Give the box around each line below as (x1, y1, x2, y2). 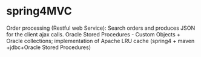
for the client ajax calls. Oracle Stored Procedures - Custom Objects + (6, 30, 180, 38)
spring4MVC (6, 4, 73, 18)
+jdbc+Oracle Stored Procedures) (6, 44, 91, 51)
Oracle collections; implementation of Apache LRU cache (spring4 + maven (6, 37, 195, 44)
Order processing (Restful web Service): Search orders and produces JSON (6, 24, 196, 32)
